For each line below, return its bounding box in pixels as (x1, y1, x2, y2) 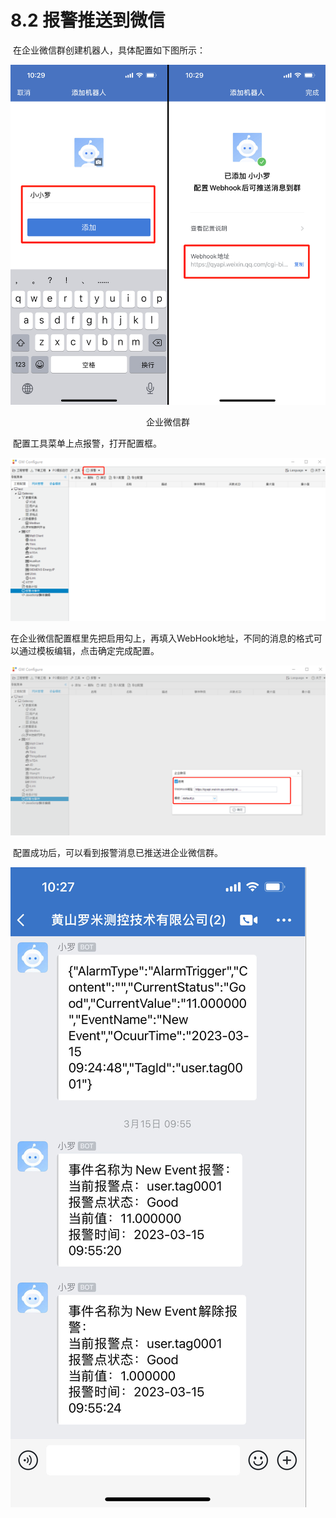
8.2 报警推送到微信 (10, 9, 166, 32)
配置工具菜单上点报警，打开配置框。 (12, 437, 162, 449)
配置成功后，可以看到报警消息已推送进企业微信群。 (12, 847, 223, 859)
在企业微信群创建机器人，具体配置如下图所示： (12, 44, 206, 56)
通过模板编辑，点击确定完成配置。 (18, 645, 160, 657)
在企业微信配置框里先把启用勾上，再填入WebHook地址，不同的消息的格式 (10, 632, 314, 645)
